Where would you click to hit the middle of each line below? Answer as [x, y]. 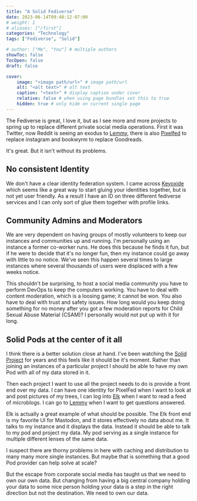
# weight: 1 [21, 22]
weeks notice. [23, 272]
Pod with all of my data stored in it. [48, 373]
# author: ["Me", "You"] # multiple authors [61, 50]
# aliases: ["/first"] [34, 28]
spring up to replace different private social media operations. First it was [95, 126]
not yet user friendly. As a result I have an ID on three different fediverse [94, 196]
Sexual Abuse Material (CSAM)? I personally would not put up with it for [93, 315]
